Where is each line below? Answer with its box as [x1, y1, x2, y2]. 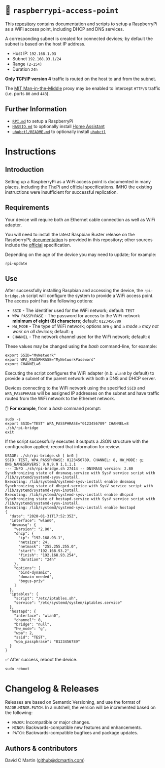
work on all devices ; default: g [12, 329, 73, 335]
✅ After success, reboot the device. [5, 657, 78, 663]
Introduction [5, 166, 44, 174]
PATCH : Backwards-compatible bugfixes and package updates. [12, 730, 138, 736]
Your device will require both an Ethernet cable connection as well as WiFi [5, 216, 156, 222]
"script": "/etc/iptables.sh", [14, 596, 78, 601]
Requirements [5, 204, 49, 212]
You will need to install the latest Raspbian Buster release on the [5, 231, 135, 237]
